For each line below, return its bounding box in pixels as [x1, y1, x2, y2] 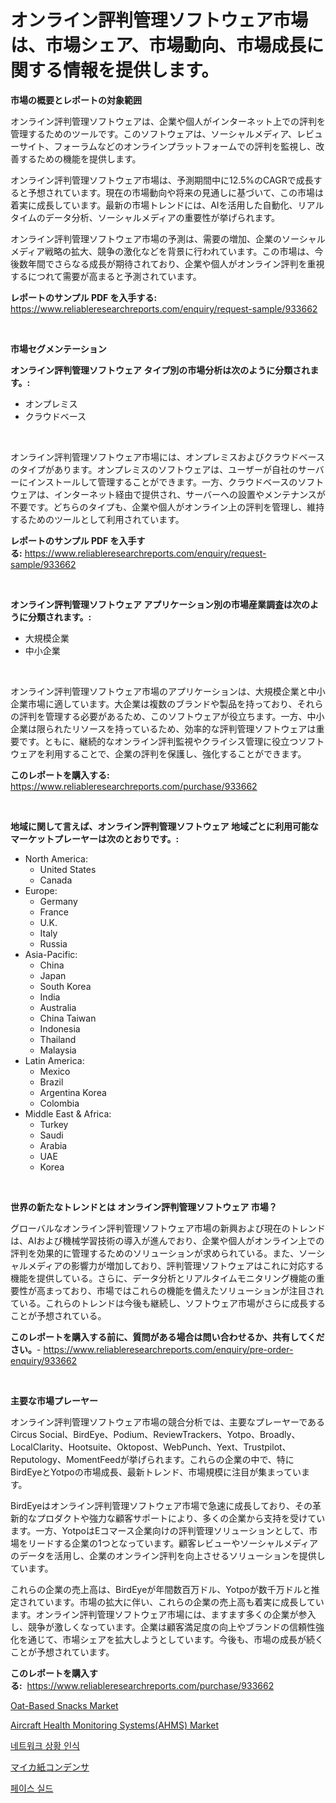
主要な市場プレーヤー [10, 1394, 98, 1406]
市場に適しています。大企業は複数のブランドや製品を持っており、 [27, 697, 298, 710]
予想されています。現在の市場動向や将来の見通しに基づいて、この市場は [27, 186, 325, 198]
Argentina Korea [39, 1086, 107, 1098]
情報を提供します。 [63, 59, 220, 82]
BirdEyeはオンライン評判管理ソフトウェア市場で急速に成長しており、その [10, 1499, 313, 1511]
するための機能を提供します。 [18, 152, 142, 165]
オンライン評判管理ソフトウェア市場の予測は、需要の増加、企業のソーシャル [10, 232, 326, 245]
